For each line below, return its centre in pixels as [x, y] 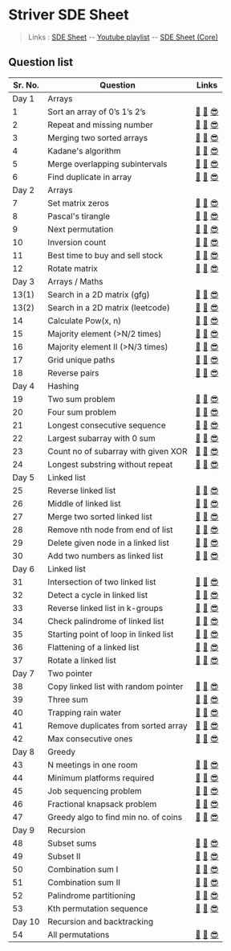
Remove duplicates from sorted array [118, 725]
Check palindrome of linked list [106, 621]
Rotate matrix [73, 268]
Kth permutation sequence [98, 908]
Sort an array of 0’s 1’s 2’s [97, 112]
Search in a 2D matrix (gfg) [99, 294]
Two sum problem [81, 399]
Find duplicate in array [90, 177]
